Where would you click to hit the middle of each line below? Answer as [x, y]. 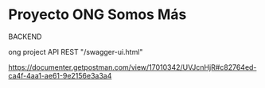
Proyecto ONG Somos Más [97, 15]
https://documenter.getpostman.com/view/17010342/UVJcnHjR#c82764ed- [132, 67]
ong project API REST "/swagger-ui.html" [76, 52]
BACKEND [25, 36]
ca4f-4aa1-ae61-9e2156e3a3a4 [60, 75]
